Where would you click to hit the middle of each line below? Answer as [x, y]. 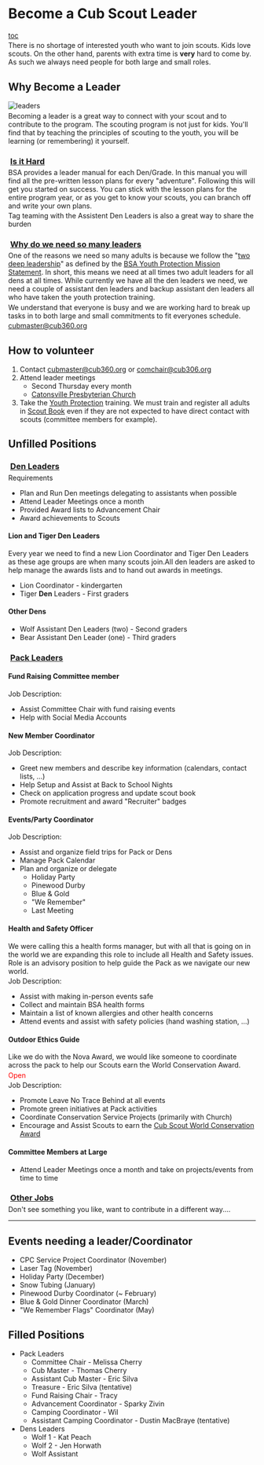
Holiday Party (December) [62, 1276]
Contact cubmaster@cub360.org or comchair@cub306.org [115, 369]
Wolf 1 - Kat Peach [61, 1438]
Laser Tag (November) [56, 1269]
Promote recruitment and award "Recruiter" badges [103, 801]
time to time [39, 1177]
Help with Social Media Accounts [73, 718]
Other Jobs [32, 1198]
